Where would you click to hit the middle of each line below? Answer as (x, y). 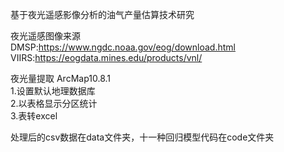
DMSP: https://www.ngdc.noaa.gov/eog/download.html (123, 47)
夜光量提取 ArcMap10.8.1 (60, 78)
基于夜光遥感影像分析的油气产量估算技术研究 (102, 14)
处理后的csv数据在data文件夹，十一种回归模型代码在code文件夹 (142, 137)
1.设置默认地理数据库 (53, 91)
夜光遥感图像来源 (45, 36)
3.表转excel (34, 116)
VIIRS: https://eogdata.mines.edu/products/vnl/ (106, 57)
